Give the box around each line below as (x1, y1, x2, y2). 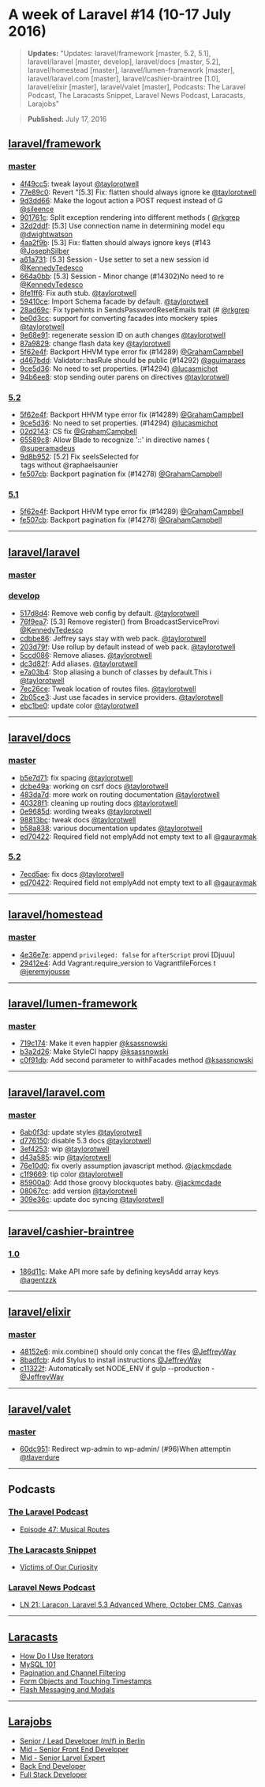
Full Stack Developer (19, 1770, 88, 1779)
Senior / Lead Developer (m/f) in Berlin (19, 1736, 146, 1745)
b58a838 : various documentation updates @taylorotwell (19, 823, 203, 833)
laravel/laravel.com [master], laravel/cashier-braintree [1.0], (27, 74, 221, 83)
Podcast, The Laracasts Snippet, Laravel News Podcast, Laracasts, (27, 90, 246, 100)
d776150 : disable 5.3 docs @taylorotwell (19, 1135, 151, 1145)
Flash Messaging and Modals (19, 1685, 116, 1694)
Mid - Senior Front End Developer (19, 1744, 129, 1754)
